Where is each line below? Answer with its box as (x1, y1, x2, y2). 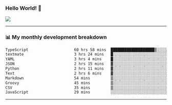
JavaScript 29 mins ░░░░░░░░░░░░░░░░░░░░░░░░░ (5, 90, 168, 95)
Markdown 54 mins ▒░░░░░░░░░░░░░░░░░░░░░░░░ (5, 75, 168, 81)
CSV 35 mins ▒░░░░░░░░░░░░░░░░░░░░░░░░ (5, 85, 168, 90)
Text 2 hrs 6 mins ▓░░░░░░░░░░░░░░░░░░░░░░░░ (5, 71, 168, 76)
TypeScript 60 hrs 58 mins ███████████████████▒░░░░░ (5, 47, 168, 52)
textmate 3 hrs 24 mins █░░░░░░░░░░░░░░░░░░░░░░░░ (5, 52, 168, 57)
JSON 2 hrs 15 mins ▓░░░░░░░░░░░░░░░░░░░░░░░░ (5, 61, 168, 67)
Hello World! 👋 (5, 5, 42, 12)
